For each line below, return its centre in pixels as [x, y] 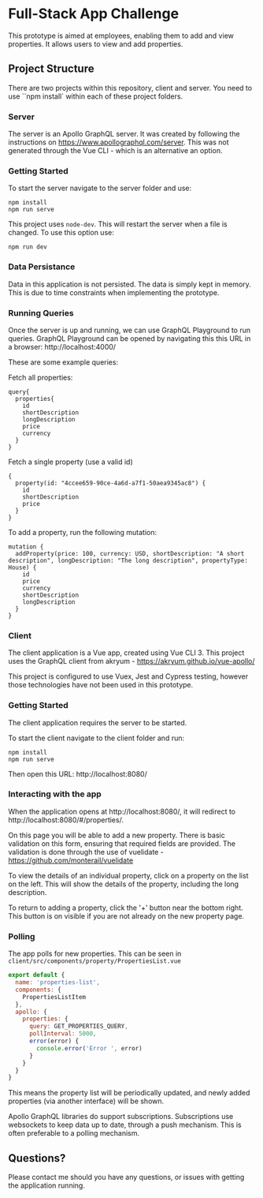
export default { [37, 975]
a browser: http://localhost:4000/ [62, 346]
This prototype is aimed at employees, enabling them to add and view [121, 36]
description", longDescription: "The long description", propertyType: [128, 560]
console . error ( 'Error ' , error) [90, 1048]
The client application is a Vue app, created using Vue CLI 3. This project [126, 653]
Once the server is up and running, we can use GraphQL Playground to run [130, 330]
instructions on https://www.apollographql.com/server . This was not [119, 142]
